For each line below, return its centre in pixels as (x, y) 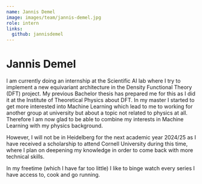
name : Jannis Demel (31, 12)
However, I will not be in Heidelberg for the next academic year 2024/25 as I (101, 138)
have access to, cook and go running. (53, 175)
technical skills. (25, 157)
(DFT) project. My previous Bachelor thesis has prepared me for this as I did (101, 94)
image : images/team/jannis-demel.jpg (54, 17)
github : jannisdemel (37, 34)
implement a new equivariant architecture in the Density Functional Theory (99, 87)
